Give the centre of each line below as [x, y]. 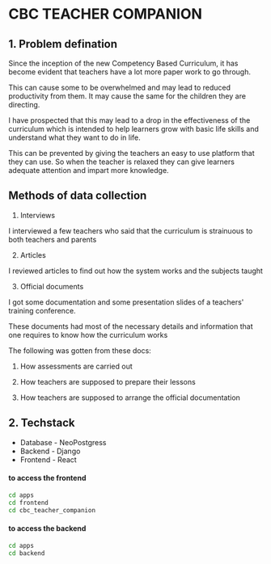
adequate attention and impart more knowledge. [89, 170]
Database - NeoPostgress [63, 442]
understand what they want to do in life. [75, 137]
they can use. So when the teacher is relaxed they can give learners [121, 162]
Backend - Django [50, 451]
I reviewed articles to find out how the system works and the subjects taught [135, 271]
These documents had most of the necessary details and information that [131, 326]
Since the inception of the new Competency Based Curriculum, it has [123, 63]
